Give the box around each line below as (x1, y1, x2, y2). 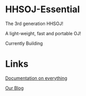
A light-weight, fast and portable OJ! (5, 30, 81, 36)
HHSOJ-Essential (5, 4, 80, 15)
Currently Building (5, 40, 43, 46)
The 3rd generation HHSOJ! (5, 20, 64, 27)
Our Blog (5, 85, 24, 91)
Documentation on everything (5, 75, 67, 81)
